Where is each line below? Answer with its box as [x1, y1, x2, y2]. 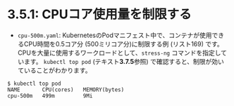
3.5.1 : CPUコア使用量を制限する [7, 6, 192, 22]
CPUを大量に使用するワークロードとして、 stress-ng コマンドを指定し [17, 48, 221, 57]
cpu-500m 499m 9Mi [7, 92, 93, 99]
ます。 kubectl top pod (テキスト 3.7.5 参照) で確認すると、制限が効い [23, 57, 224, 65]
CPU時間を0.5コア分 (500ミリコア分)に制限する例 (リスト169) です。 [23, 39, 223, 48]
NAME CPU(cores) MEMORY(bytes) [7, 86, 125, 93]
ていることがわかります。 [17, 66, 92, 74]
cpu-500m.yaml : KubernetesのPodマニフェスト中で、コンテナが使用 [17, 31, 212, 39]
